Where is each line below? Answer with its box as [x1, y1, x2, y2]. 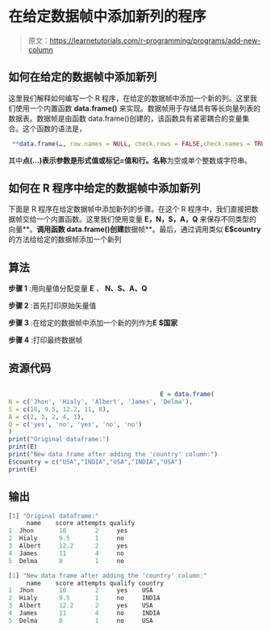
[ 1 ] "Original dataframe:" [8, 511, 99, 520]
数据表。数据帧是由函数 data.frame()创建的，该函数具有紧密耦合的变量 [8, 113, 243, 123]
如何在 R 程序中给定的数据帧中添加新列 [8, 181, 201, 195]
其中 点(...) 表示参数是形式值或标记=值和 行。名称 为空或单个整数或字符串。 [8, 155, 252, 165]
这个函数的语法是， [22, 123, 86, 133]
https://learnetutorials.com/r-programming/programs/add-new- [49, 36, 261, 45]
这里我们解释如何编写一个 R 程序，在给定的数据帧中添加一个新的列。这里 [8, 93, 250, 103]
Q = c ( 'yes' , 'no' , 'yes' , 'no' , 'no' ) [8, 420, 143, 429]
